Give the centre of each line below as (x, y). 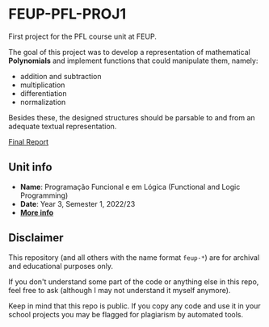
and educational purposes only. (61, 266)
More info (37, 212)
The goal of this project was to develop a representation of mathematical (129, 52)
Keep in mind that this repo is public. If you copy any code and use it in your (134, 306)
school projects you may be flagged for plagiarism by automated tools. (126, 314)
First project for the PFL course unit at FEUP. (83, 36)
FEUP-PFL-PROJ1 (67, 14)
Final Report (29, 141)
